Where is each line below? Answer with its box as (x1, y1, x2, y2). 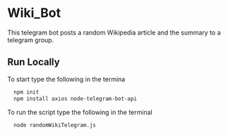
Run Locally (7, 56, 60, 68)
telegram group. (7, 35, 54, 44)
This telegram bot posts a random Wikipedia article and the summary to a (7, 28, 221, 37)
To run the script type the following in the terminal (7, 108, 153, 116)
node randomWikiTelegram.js (13, 121, 97, 128)
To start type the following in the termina (7, 75, 126, 83)
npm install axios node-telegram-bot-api (13, 95, 138, 102)
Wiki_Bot (7, 5, 61, 21)
